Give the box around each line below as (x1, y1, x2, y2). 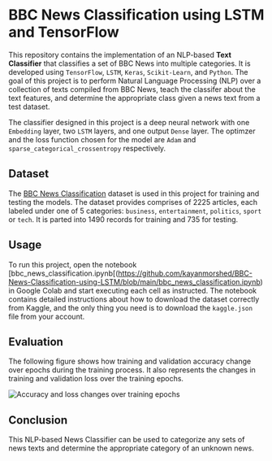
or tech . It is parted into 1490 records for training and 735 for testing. (8, 214, 239, 224)
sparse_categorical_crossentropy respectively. (8, 143, 166, 153)
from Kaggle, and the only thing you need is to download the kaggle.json (8, 302, 253, 312)
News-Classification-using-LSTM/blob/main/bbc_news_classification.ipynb (8, 276, 261, 286)
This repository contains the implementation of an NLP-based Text (8, 50, 231, 59)
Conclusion (8, 413, 68, 427)
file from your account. (8, 311, 85, 321)
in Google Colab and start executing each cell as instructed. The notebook (8, 285, 257, 295)
